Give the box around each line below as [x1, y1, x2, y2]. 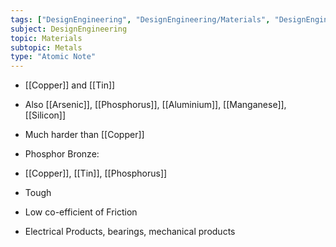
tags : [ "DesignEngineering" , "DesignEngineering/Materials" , [10, 14, 271, 25]
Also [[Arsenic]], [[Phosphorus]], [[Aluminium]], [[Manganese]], [24, 99, 287, 111]
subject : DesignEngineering [10, 24, 128, 34]
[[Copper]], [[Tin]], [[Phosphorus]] [24, 167, 168, 180]
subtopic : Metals [10, 42, 83, 53]
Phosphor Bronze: [24, 148, 100, 160]
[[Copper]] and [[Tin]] [24, 79, 116, 91]
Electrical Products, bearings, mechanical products [24, 226, 236, 238]
